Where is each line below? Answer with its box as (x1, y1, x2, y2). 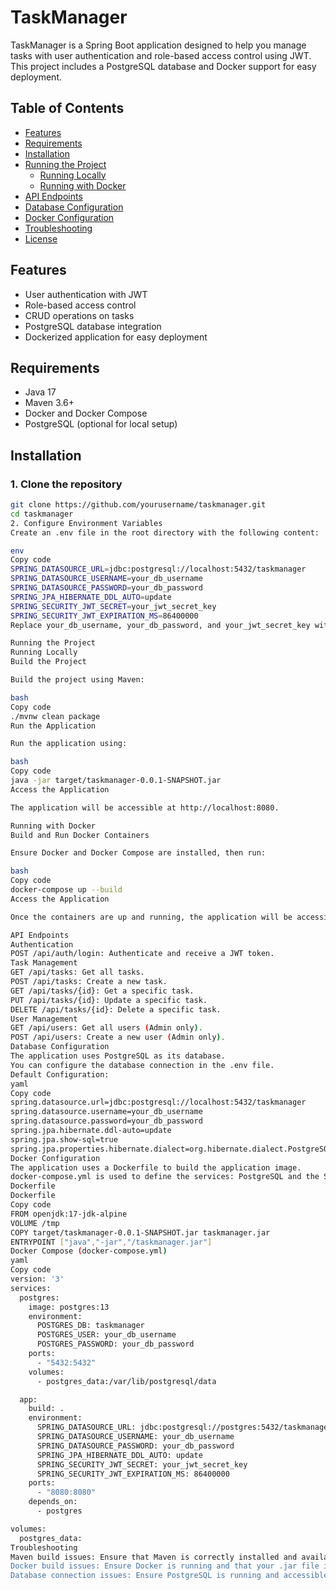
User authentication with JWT (24, 288, 148, 300)
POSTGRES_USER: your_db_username (36, 1330, 177, 1340)
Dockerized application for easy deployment (24, 331, 208, 343)
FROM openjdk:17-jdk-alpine (10, 1209, 128, 1219)
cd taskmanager (10, 509, 74, 519)
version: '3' (10, 1274, 65, 1285)
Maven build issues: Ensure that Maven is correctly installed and (10, 1552, 298, 1562)
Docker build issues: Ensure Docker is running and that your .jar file (10, 1561, 320, 1571)
